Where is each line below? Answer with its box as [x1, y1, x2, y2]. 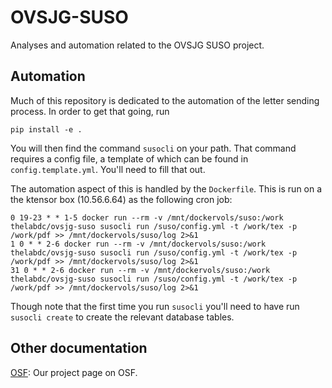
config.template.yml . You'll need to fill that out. [10, 163, 206, 175]
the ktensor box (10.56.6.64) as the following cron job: [10, 193, 233, 205]
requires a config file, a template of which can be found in [10, 152, 249, 165]
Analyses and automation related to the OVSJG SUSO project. [10, 39, 265, 51]
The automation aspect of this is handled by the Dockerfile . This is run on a [10, 182, 323, 195]
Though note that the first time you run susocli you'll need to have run [10, 300, 300, 312]
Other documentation [10, 340, 148, 357]
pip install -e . [10, 124, 83, 135]
